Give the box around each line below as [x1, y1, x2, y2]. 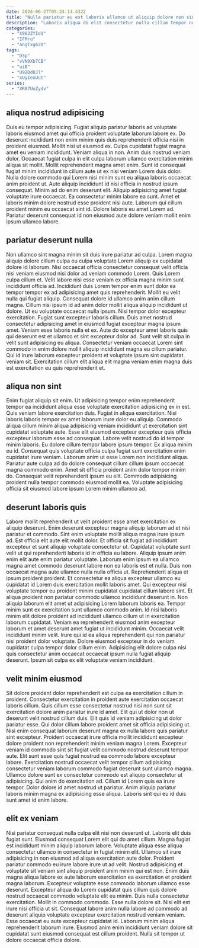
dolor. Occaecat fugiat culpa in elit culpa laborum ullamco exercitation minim [6, 155, 193, 162]
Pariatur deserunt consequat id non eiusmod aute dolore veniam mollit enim [6, 212, 191, 219]
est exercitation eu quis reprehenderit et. [6, 364, 105, 371]
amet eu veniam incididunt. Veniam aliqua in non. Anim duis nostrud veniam [6, 149, 191, 156]
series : [6, 81, 25, 87]
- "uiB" [11, 63, 31, 70]
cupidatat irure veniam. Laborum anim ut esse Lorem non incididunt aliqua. [6, 454, 188, 461]
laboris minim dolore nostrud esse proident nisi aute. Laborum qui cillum [6, 199, 182, 206]
